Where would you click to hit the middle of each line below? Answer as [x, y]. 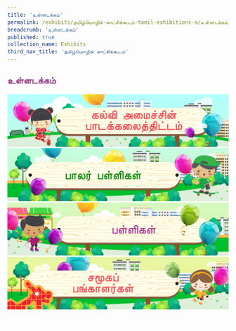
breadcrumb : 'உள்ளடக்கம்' [43, 29]
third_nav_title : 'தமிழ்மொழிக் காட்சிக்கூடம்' [68, 52]
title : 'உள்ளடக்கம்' [35, 15]
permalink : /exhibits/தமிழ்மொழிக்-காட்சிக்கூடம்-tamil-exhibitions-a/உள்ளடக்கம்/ [119, 22]
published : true [31, 37]
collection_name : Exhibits [47, 45]
